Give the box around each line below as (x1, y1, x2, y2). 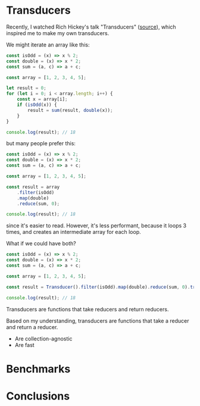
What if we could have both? (6, 240, 76, 247)
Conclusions (6, 389, 70, 402)
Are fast (14, 341, 35, 348)
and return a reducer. (6, 323, 58, 330)
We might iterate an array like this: (6, 41, 90, 48)
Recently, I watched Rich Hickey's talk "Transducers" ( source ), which (6, 23, 177, 30)
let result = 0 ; (6, 85, 46, 91)
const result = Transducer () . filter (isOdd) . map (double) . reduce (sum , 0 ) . (6, 284, 190, 290)
